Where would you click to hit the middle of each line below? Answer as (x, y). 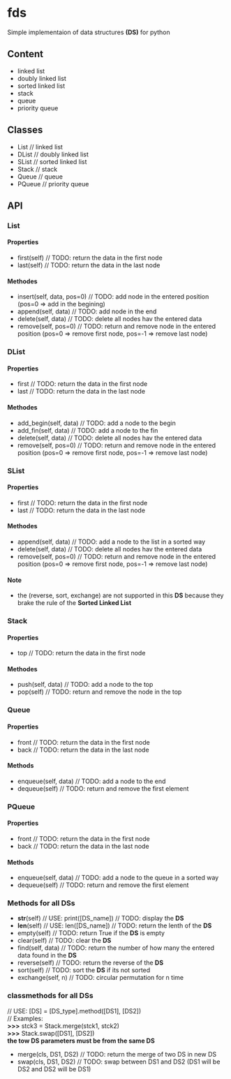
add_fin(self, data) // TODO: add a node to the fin (88, 430)
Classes (25, 130)
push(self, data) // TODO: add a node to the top (85, 685)
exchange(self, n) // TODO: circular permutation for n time (100, 978)
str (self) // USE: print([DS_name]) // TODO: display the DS (100, 918)
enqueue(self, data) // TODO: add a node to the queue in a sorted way (118, 878)
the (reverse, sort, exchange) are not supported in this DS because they (120, 595)
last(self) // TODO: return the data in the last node (89, 265)
